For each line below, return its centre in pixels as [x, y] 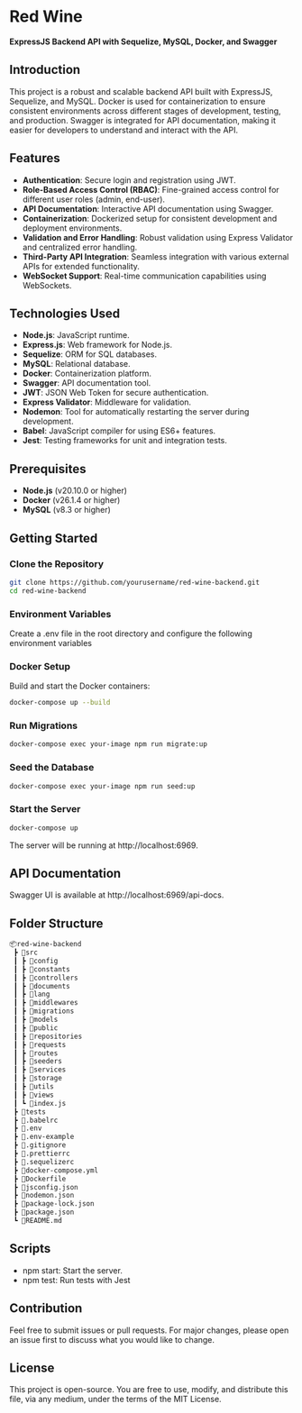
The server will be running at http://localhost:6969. [104, 845]
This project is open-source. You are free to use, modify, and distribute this [149, 1390]
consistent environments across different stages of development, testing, [145, 111]
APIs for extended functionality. [81, 266]
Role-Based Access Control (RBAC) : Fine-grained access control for [151, 189]
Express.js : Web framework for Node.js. [97, 345]
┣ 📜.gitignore [40, 1145]
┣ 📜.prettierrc [41, 1154]
